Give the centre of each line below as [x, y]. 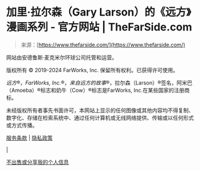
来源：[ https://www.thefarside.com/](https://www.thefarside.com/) [103, 45]
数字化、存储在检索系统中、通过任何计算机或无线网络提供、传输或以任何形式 [100, 117]
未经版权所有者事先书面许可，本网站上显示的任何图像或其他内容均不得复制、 [100, 110]
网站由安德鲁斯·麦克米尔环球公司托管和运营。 [62, 57]
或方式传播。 [22, 125]
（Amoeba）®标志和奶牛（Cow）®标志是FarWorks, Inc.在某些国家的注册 [95, 90]
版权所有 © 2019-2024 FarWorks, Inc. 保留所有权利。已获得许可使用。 [92, 70]
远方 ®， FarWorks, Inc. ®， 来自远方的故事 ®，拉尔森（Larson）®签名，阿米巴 [99, 83]
